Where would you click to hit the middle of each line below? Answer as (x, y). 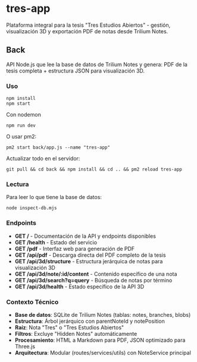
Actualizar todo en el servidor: (43, 159)
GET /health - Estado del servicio (56, 242)
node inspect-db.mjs (32, 208)
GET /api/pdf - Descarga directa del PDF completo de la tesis (90, 255)
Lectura (18, 184)
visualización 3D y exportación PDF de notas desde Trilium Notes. (87, 31)
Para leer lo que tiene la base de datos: (54, 197)
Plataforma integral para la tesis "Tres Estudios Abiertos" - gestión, (88, 25)
